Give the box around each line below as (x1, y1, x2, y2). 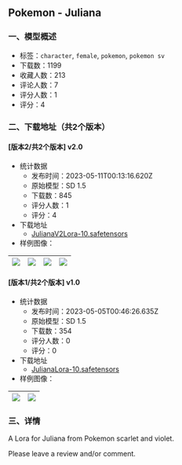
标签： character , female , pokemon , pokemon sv (19, 50, 165, 60)
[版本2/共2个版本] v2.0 (8, 142, 83, 152)
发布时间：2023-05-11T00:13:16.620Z (31, 170, 153, 180)
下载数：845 (31, 190, 72, 200)
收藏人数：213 (19, 70, 66, 79)
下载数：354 (31, 326, 72, 336)
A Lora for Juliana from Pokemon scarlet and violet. (8, 434, 175, 443)
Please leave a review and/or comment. (8, 449, 136, 459)
